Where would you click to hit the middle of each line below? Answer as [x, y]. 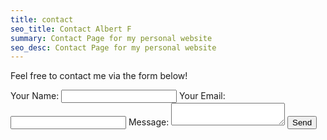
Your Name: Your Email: [118, 96]
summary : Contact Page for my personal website [111, 38]
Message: [149, 122]
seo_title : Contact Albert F [71, 29]
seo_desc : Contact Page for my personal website [113, 47]
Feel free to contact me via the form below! [99, 76]
